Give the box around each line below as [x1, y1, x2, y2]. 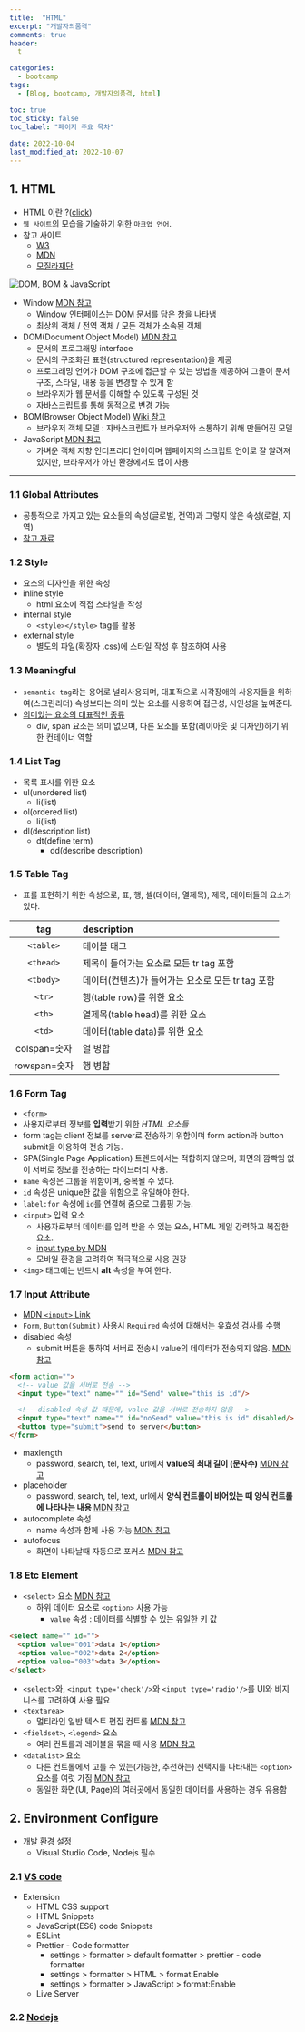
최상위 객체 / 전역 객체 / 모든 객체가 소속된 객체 [35, 319, 202, 330]
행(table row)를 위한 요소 [82, 991, 184, 1004]
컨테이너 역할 [45, 732, 93, 743]
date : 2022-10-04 [9, 139, 75, 148]
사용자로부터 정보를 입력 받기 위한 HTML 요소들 [22, 1118, 189, 1129]
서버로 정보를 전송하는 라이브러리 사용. [32, 1164, 169, 1175]
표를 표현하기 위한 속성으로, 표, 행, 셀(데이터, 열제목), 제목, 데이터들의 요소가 [22, 889, 292, 901]
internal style [22, 609, 72, 620]
